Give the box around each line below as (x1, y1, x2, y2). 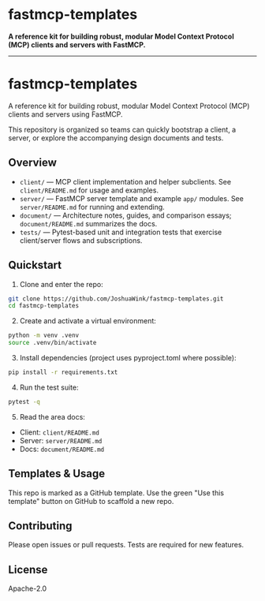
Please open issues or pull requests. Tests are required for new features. (8, 540, 244, 550)
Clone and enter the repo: (19, 279, 104, 289)
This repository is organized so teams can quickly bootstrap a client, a (8, 125, 237, 134)
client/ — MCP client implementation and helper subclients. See (19, 177, 231, 186)
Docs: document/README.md (19, 444, 105, 454)
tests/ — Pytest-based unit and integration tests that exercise (19, 227, 222, 237)
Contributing (8, 519, 73, 532)
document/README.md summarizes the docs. (19, 218, 158, 228)
